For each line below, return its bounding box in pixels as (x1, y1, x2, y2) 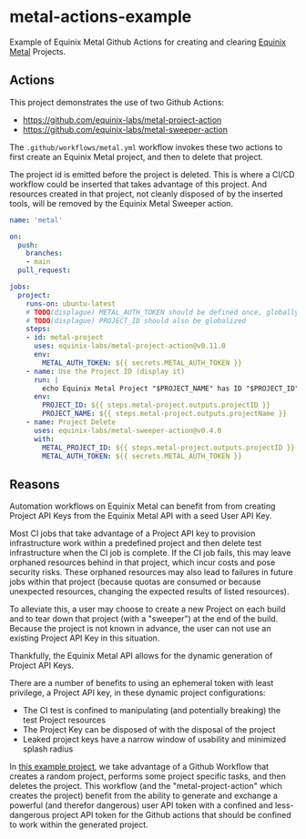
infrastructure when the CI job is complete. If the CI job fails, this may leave (9, 548, 291, 559)
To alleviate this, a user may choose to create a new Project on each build (9, 603, 286, 615)
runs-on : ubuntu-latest (25, 298, 117, 308)
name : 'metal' (9, 216, 64, 225)
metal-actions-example (9, 6, 192, 27)
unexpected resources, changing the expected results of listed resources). (9, 586, 290, 597)
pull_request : (17, 266, 71, 275)
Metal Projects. (9, 45, 66, 56)
